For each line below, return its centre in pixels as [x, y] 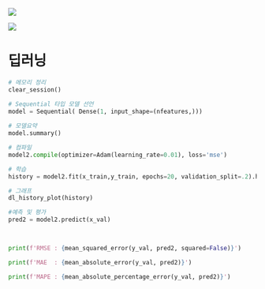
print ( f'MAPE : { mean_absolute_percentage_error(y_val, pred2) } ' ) [119, 276]
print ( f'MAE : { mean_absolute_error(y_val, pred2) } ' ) [100, 262]
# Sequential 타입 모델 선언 [51, 104]
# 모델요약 [23, 126]
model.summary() [35, 133]
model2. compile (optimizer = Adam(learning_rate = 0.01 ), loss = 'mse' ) [118, 155]
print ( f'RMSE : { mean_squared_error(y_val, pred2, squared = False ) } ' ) [125, 248]
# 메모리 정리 [27, 82]
